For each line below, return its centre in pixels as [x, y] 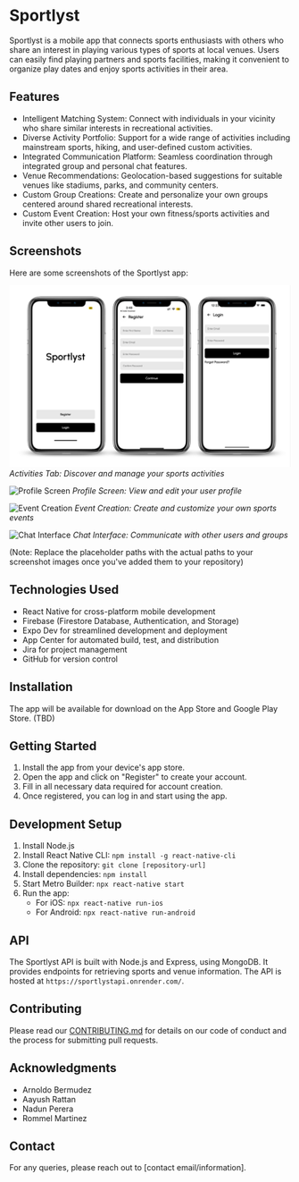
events [21, 517]
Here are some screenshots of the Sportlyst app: [99, 273]
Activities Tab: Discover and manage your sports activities [117, 473]
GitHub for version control [70, 659]
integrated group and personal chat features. [104, 165]
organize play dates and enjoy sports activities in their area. [119, 69]
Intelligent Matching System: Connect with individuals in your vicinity [149, 118]
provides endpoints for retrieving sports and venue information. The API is [145, 971]
